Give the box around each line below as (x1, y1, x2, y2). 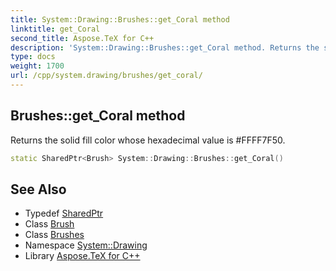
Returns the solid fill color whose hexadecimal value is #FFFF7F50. (10, 134, 286, 146)
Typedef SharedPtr (24, 207, 104, 220)
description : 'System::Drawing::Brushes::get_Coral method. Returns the (10, 42, 320, 53)
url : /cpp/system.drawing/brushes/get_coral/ (10, 71, 203, 81)
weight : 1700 (10, 61, 65, 71)
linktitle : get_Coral (10, 24, 101, 34)
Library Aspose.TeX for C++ (24, 250, 141, 262)
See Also (10, 181, 67, 198)
